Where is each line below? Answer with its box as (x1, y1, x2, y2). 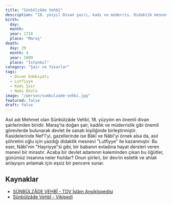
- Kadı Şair (10, 83, 36, 88)
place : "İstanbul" (10, 60, 50, 65)
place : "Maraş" (10, 36, 42, 41)
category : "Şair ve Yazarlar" (5, 64, 70, 70)
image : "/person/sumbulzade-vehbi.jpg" (5, 93, 91, 98)
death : (5, 41, 19, 46)
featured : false (5, 98, 40, 103)
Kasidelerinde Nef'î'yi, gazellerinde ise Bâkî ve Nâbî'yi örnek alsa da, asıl (5, 133, 158, 139)
